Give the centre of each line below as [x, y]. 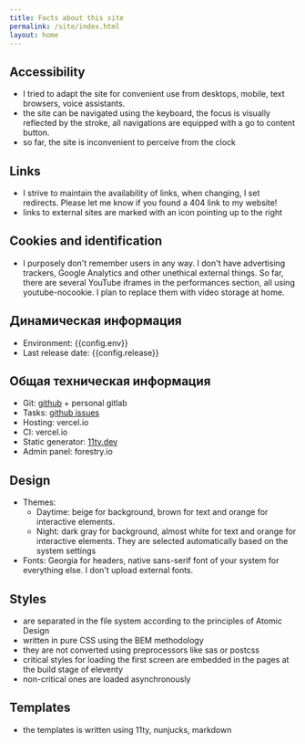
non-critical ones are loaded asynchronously [107, 679]
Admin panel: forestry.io [68, 452]
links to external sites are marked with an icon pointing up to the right [152, 212]
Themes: [39, 502]
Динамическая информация [96, 321]
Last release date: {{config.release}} [91, 352]
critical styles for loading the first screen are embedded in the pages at [156, 660]
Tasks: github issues [61, 413]
